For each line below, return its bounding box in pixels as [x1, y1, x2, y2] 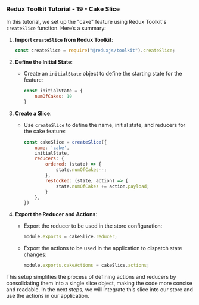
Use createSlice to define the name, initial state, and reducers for [23, 121, 186, 128]
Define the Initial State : [14, 58, 73, 66]
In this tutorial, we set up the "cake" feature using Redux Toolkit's [6, 18, 167, 26]
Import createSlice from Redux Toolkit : [14, 36, 113, 43]
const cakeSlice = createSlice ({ [23, 139, 107, 145]
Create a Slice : [14, 110, 52, 117]
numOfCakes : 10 [35, 94, 73, 99]
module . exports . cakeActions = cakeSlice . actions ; [23, 263, 150, 269]
